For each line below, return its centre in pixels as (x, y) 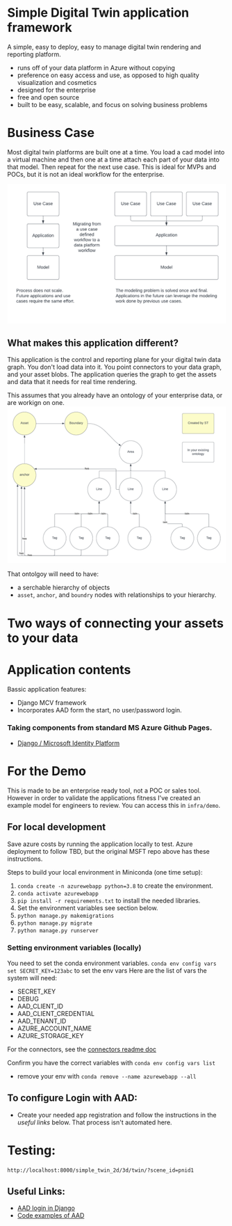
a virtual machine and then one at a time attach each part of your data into (114, 159)
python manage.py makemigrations (66, 916)
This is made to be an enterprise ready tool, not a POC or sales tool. (104, 790)
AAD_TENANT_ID (42, 1021)
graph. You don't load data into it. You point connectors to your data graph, (115, 367)
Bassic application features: (47, 689)
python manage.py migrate (55, 923)
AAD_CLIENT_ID (40, 1006)
